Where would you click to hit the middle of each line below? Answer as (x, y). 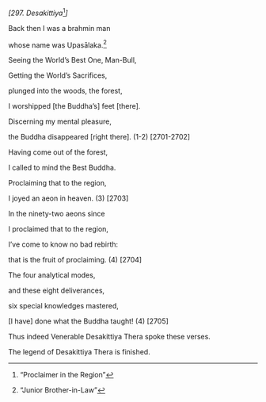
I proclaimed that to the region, (59, 229)
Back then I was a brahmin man (59, 28)
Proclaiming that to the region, (57, 183)
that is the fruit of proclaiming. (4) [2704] (75, 260)
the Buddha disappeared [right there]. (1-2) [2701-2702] (99, 137)
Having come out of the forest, (58, 152)
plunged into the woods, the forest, (65, 91)
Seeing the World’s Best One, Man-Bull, (72, 60)
